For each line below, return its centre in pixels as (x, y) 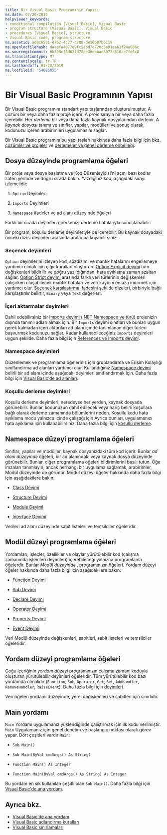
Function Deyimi (29, 580)
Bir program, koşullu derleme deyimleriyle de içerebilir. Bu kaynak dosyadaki (83, 232)
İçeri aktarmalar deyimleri (37, 306)
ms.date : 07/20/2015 (27, 15)
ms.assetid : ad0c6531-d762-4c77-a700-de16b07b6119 (59, 43)
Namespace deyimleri (32, 351)
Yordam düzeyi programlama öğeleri (63, 659)
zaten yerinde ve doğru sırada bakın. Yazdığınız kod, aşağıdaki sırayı (75, 178)
